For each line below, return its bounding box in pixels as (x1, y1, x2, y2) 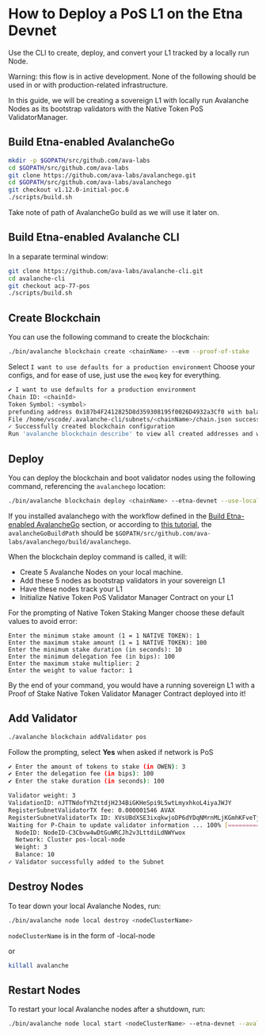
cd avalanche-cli (8, 275, 66, 283)
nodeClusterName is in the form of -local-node (8, 930, 156, 941)
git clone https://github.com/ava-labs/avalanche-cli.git (8, 267, 203, 275)
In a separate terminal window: (8, 252, 109, 261)
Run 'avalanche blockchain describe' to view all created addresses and (8, 430, 253, 438)
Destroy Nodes (8, 880, 84, 894)
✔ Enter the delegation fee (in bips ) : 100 (8, 770, 154, 778)
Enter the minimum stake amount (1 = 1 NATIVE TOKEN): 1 (8, 632, 200, 640)
